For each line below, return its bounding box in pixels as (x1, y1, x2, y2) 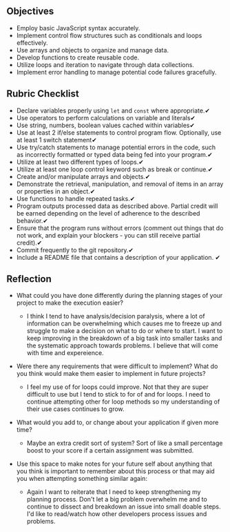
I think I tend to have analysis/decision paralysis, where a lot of (26, 312, 205, 321)
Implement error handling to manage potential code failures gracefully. (16, 68, 217, 76)
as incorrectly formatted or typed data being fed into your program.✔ (16, 150, 213, 158)
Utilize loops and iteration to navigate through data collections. (16, 60, 194, 68)
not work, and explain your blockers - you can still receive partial (16, 231, 200, 239)
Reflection (6, 273, 52, 285)
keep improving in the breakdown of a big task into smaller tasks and (26, 334, 222, 343)
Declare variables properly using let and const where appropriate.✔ (16, 106, 211, 115)
